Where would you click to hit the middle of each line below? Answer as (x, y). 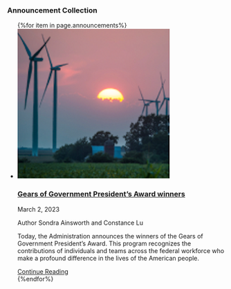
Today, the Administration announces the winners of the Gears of (110, 236)
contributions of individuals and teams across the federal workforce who (121, 250)
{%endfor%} (35, 279)
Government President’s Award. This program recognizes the (104, 243)
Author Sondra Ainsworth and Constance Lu (80, 223)
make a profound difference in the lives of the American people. (108, 258)
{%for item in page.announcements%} (72, 26)
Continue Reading (43, 271)
